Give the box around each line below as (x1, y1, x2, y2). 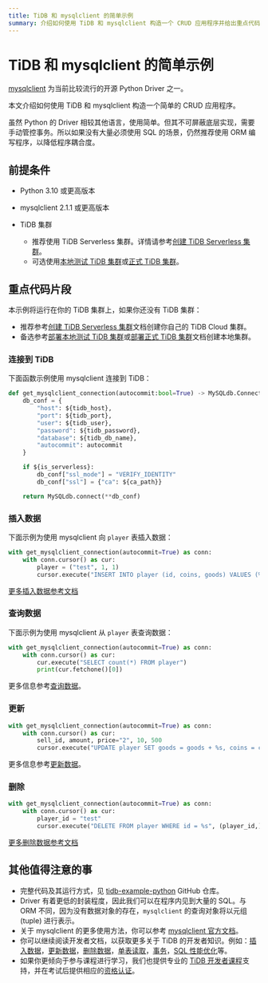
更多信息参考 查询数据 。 (8, 681, 85, 691)
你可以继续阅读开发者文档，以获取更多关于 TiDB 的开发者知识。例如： (19, 935, 250, 945)
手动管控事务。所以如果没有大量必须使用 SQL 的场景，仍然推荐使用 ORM (8, 128, 247, 137)
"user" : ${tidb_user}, (37, 419, 112, 427)
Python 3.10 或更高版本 (19, 186, 96, 195)
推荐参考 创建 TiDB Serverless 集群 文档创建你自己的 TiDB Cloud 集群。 (19, 322, 251, 332)
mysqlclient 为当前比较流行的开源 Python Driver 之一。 (8, 84, 188, 93)
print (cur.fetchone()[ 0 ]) (37, 665, 124, 674)
